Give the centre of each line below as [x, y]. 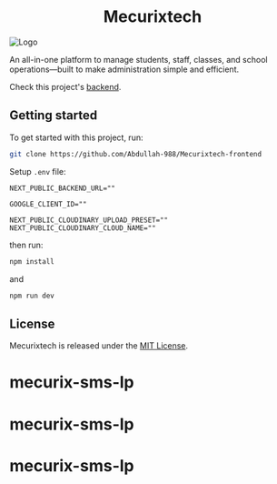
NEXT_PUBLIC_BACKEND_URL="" [63, 188]
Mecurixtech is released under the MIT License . [99, 346]
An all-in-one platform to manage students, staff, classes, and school [138, 59]
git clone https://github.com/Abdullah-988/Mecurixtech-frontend [135, 154]
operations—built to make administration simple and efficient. [124, 69]
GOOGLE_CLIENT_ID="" [49, 204]
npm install [32, 261]
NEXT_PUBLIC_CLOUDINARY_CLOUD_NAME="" [83, 228]
